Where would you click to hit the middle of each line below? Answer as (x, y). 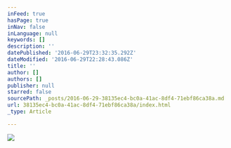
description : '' (31, 46)
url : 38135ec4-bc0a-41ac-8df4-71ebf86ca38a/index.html (89, 105)
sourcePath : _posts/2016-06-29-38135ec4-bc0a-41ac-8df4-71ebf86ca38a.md (116, 99)
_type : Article (29, 112)
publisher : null (31, 86)
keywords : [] (26, 40)
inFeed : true (26, 14)
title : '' (22, 66)
